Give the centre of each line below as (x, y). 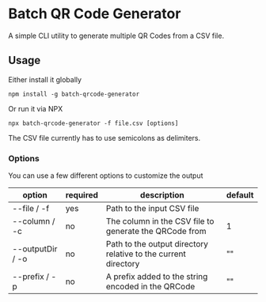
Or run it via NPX (36, 108)
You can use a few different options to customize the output (106, 176)
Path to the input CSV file (152, 209)
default (240, 195)
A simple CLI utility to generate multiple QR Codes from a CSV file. (116, 36)
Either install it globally (45, 79)
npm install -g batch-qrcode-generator (74, 94)
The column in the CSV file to (160, 221)
